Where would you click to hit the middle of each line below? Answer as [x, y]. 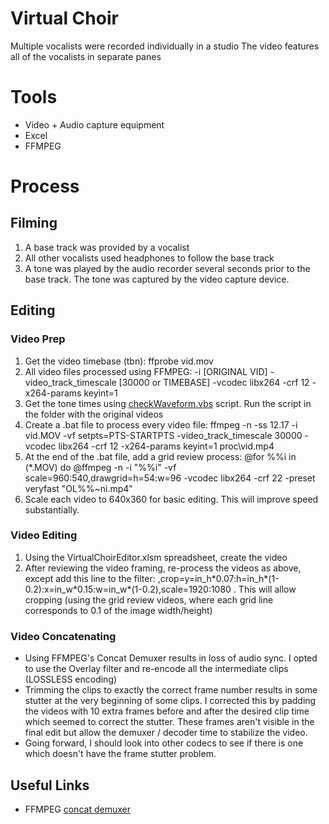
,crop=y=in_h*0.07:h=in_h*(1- [218, 578]
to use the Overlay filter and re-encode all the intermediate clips [156, 669]
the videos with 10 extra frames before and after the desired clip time [167, 711]
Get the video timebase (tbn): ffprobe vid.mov [119, 361]
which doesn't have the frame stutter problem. [120, 754]
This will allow [267, 589]
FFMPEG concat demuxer [77, 809]
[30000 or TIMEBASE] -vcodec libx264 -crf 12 [214, 382]
